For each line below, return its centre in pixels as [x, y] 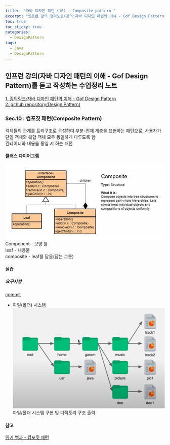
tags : [11, 43]
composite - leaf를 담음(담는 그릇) [40, 256]
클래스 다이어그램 [22, 156]
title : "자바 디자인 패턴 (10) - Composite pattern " [60, 11]
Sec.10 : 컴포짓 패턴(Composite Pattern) [54, 118]
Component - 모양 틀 [27, 243]
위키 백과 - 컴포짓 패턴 [27, 437]
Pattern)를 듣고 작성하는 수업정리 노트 [61, 86]
